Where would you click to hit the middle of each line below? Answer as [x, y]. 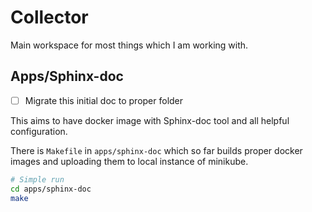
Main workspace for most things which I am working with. [129, 45]
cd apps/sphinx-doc [51, 189]
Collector [49, 17]
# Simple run [37, 179]
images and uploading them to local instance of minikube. [129, 161]
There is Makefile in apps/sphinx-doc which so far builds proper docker [156, 150]
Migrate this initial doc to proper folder [104, 100]
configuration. [39, 131]
